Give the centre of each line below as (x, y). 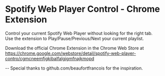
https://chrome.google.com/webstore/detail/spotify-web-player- (71, 53)
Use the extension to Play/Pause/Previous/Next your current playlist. (75, 38)
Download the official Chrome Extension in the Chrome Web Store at (75, 48)
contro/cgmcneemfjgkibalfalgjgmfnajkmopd (50, 58)
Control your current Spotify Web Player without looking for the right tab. (79, 33)
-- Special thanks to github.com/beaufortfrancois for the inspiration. (74, 68)
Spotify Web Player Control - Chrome (82, 9)
